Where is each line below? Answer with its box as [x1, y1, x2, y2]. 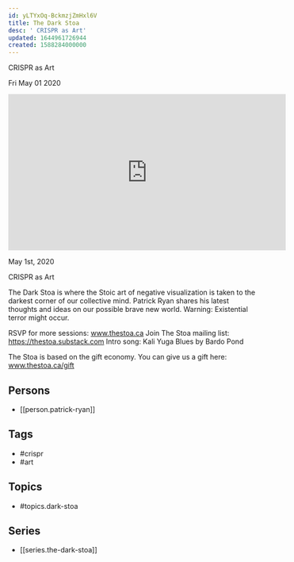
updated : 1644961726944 [8, 33, 87, 42]
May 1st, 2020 [8, 257, 55, 267]
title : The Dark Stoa [8, 19, 80, 27]
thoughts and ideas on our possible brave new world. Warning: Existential [8, 305, 248, 314]
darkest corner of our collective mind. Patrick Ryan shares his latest [8, 296, 230, 306]
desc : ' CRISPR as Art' [8, 26, 87, 34]
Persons [8, 383, 50, 397]
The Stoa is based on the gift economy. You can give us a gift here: [8, 352, 227, 362]
